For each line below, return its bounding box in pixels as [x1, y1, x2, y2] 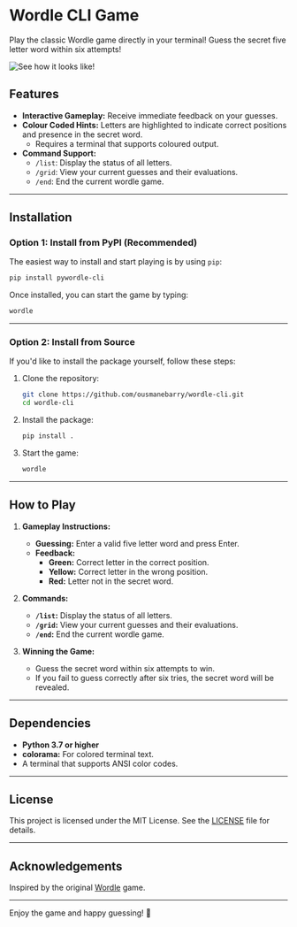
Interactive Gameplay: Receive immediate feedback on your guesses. [21, 110, 278, 120]
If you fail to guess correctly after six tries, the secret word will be [34, 672, 274, 683]
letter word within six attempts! [9, 43, 122, 54]
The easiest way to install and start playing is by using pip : [9, 257, 223, 267]
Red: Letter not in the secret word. [48, 576, 174, 586]
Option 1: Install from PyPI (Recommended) [9, 236, 197, 249]
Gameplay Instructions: [21, 521, 110, 532]
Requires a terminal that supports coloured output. [34, 138, 219, 149]
